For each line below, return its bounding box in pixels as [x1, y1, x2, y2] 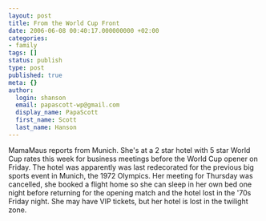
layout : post [8, 11, 52, 20]
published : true [8, 71, 62, 79]
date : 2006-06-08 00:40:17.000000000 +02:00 [8, 26, 159, 34]
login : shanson [15, 94, 66, 102]
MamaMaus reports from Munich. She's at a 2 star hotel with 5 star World [8, 145, 251, 155]
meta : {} [8, 78, 38, 86]
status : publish [8, 57, 62, 65]
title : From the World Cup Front [8, 19, 120, 27]
